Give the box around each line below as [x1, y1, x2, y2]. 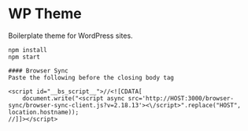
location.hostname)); [8, 108, 80, 116]
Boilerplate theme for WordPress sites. [8, 31, 133, 40]
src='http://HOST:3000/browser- [128, 94, 235, 103]
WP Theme [8, 5, 82, 23]
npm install [8, 46, 47, 54]
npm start [8, 53, 41, 61]
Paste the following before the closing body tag [8, 73, 175, 81]
